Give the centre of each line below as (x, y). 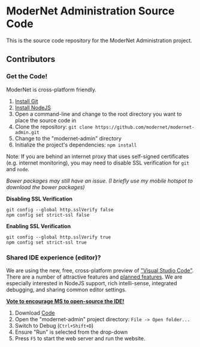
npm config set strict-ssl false (48, 215)
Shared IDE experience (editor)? (54, 258)
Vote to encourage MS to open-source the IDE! (65, 301)
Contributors (31, 59)
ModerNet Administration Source (90, 11)
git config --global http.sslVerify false (60, 210)
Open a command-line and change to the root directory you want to (98, 114)
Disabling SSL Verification (40, 199)
